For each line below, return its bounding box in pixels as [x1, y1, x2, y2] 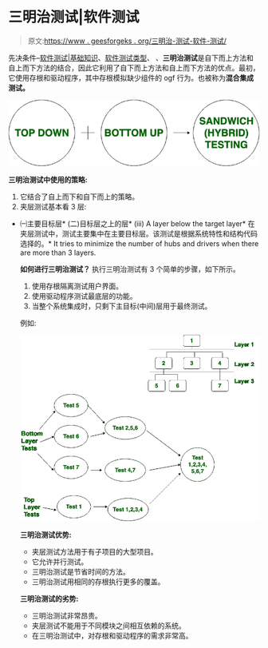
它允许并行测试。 [31, 557, 89, 567]
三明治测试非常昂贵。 [31, 611, 102, 621]
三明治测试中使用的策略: [8, 175, 88, 185]
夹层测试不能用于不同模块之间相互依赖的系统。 [31, 621, 186, 630]
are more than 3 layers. [19, 248, 97, 257]
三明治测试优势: [19, 530, 72, 540]
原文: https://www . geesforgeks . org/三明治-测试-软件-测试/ [27, 36, 227, 46]
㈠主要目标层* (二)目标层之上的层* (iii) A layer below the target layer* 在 [19, 219, 255, 229]
